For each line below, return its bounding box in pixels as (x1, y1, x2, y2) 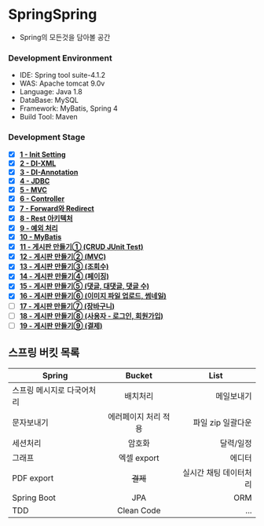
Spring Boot (12, 492, 57, 503)
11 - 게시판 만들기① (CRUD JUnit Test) (19, 242, 144, 252)
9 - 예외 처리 (19, 224, 58, 233)
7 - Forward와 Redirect (19, 203, 94, 213)
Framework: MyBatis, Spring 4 (19, 104, 118, 113)
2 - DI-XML (19, 159, 57, 168)
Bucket (125, 370, 153, 381)
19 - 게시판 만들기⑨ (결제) (19, 320, 103, 331)
